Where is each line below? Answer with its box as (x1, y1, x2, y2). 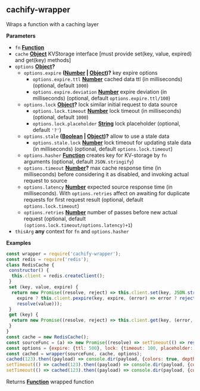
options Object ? (14, 63, 55, 70)
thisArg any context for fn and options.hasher (14, 227, 129, 235)
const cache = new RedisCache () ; (6, 334, 89, 340)
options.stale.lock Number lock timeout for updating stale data (32, 138, 192, 146)
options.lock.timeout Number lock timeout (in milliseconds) (32, 107, 182, 114)
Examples (6, 239, 32, 247)
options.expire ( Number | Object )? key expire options (23, 69, 158, 76)
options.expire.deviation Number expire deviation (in (32, 88, 167, 95)
